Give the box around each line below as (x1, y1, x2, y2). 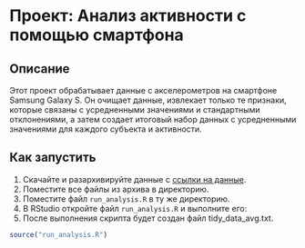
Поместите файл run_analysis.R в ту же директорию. (22, 193, 230, 204)
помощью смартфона (9, 25, 184, 45)
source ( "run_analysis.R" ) (9, 230, 107, 239)
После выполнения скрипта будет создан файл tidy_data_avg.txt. (22, 213, 274, 223)
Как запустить (9, 150, 97, 165)
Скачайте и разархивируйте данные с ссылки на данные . (22, 174, 247, 184)
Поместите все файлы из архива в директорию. (22, 184, 209, 194)
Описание (9, 61, 70, 76)
